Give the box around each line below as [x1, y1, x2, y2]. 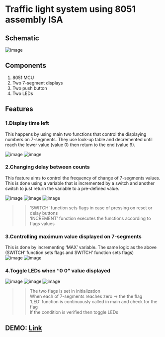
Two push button [12, 85, 47, 91]
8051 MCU [12, 75, 34, 81]
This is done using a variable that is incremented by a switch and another [5, 180, 155, 186]
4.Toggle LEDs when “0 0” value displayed [5, 267, 110, 274]
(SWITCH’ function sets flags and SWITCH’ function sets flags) [5, 250, 134, 255]
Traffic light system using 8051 [5, 3, 136, 15]
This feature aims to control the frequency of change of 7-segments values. [5, 175, 161, 181]
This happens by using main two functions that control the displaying [5, 131, 147, 137]
